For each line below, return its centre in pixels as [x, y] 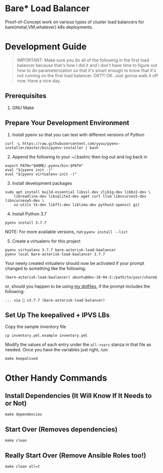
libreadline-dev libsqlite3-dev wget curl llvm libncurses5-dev [80, 196]
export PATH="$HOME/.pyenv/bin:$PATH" [44, 165]
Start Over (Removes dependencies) [61, 429]
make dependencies [24, 415]
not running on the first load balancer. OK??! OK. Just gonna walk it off [87, 75]
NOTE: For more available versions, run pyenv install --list [66, 231]
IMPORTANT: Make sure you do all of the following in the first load [83, 60]
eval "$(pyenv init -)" [29, 170]
